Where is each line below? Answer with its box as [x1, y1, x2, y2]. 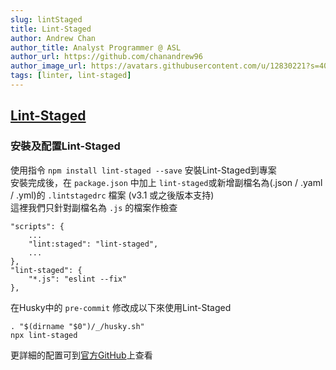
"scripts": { [10, 221, 65, 231]
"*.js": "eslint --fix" [28, 274, 128, 284]
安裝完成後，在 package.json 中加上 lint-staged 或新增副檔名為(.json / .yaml [10, 176, 323, 188]
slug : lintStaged [10, 14, 83, 25]
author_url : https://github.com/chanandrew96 [10, 52, 203, 62]
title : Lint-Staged [10, 24, 92, 34]
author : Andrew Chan [10, 33, 97, 43]
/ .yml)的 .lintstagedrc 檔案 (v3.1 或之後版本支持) [10, 189, 215, 201]
